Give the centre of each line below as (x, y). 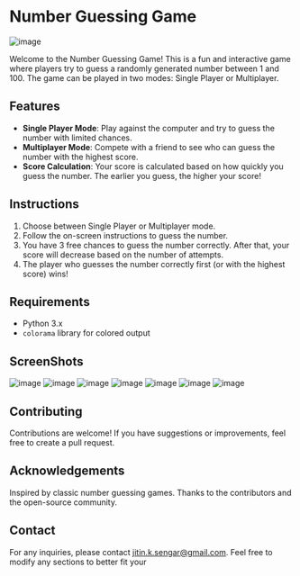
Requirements (50, 302)
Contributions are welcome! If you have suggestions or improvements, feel (148, 433)
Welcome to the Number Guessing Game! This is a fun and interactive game (150, 58)
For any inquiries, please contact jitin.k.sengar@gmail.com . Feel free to (141, 552)
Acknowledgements (67, 471)
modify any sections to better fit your (78, 562)
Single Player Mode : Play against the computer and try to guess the (148, 128)
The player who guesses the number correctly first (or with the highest (154, 264)
